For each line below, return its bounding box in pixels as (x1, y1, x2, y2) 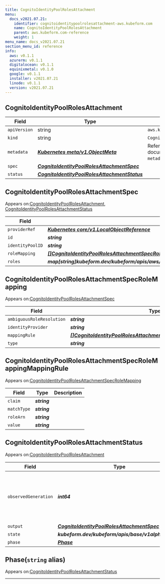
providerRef (7, 227, 36, 233)
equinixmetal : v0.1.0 (9, 67, 54, 72)
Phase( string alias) (5, 555, 65, 564)
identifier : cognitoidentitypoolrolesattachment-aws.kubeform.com (14, 21, 153, 26)
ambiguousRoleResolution (7, 316, 66, 322)
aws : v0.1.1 (9, 53, 34, 58)
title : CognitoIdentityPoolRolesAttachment (5, 7, 96, 12)
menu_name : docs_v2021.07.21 (5, 39, 65, 44)
